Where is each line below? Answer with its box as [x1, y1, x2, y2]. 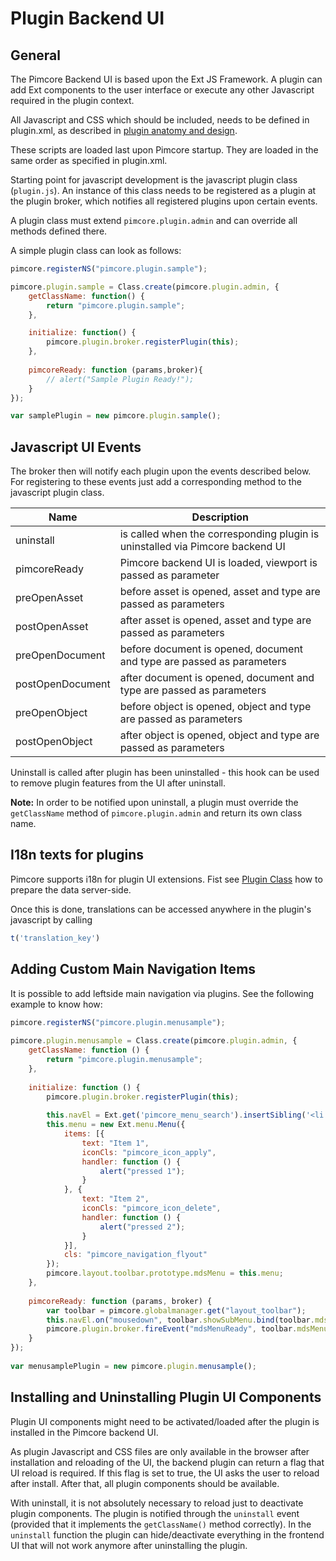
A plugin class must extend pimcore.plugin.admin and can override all [10, 215, 298, 226]
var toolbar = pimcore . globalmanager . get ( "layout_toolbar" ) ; [46, 1305, 307, 1316]
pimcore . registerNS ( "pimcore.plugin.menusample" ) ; [10, 1017, 226, 1027]
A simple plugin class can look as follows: [10, 245, 182, 256]
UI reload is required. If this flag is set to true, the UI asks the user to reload [10, 1467, 320, 1479]
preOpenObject [15, 706, 88, 720]
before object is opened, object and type [119, 700, 312, 714]
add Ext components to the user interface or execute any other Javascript [10, 84, 315, 96]
